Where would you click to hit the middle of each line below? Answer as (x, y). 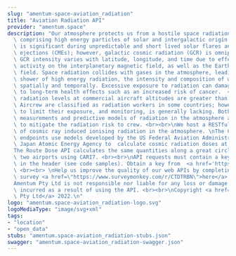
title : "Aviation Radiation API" (56, 20)
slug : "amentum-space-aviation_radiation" (70, 14)
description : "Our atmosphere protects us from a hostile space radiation (119, 33)
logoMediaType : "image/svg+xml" (54, 210)
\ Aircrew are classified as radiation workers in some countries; (114, 105)
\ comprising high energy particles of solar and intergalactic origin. (122, 40)
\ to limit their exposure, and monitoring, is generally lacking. (114, 112)
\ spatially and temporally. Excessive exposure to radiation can (113, 86)
